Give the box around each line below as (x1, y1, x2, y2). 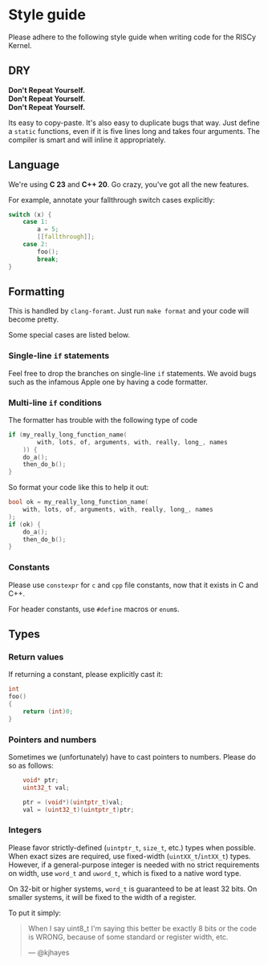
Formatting (8, 285, 65, 298)
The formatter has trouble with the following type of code (8, 415, 198, 424)
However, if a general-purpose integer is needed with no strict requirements (8, 860, 260, 870)
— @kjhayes (27, 947, 70, 957)
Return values (8, 651, 64, 663)
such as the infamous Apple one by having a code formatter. (8, 377, 209, 387)
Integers (8, 825, 43, 836)
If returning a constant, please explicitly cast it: (8, 670, 163, 679)
